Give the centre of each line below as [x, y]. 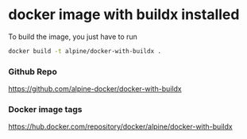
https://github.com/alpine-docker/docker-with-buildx [95, 89]
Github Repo [33, 71]
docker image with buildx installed [124, 15]
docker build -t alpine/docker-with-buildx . [85, 51]
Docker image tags [45, 110]
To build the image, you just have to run [73, 37]
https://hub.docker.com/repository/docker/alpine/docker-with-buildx [120, 127]
